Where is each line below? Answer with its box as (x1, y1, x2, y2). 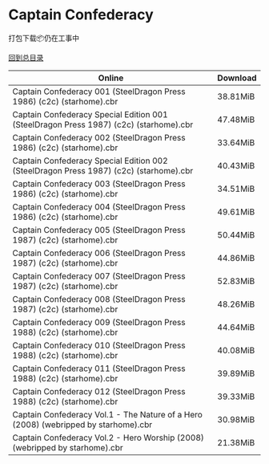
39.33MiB (217, 391, 255, 402)
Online (98, 72, 124, 83)
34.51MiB (217, 183, 255, 194)
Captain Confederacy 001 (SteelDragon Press (12, 86, 186, 97)
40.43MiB (217, 160, 255, 171)
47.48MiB (217, 114, 255, 125)
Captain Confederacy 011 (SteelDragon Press (12, 363, 186, 374)
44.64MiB (217, 321, 255, 332)
